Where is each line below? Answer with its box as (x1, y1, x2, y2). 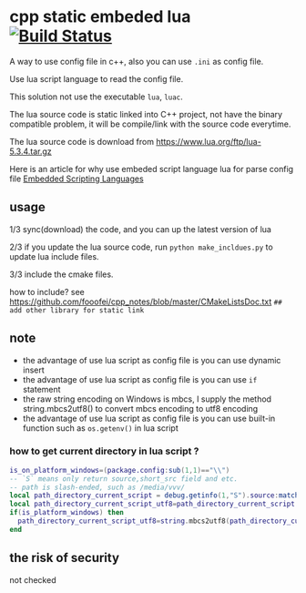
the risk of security (9, 550, 120, 566)
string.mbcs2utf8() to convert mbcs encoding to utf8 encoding (22, 403, 259, 414)
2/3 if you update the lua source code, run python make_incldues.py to (9, 241, 273, 252)
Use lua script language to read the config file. (9, 73, 184, 84)
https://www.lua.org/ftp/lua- (156, 136, 261, 147)
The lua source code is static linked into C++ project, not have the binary (9, 108, 283, 119)
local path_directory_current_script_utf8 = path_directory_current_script (9, 499, 296, 509)
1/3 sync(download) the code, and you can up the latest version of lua (9, 223, 271, 234)
